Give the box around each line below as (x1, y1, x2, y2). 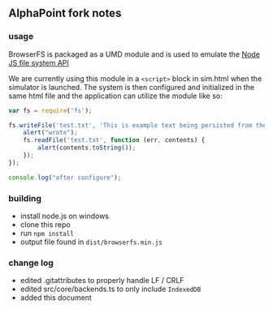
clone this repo (19, 219, 71, 230)
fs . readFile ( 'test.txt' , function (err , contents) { (23, 136, 206, 144)
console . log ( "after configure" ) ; (8, 174, 122, 182)
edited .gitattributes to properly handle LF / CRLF (19, 276, 184, 285)
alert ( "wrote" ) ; (23, 129, 79, 137)
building (8, 192, 42, 204)
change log (8, 257, 54, 268)
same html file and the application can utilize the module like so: (8, 91, 223, 101)
